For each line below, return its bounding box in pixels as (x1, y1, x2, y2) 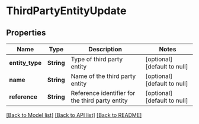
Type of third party (70, 55, 123, 63)
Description (88, 45, 123, 53)
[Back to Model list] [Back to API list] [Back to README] (6, 112, 142, 119)
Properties (6, 28, 46, 38)
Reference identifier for (70, 89, 136, 97)
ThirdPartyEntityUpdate (6, 4, 127, 18)
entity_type (9, 59, 42, 67)
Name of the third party (70, 72, 136, 80)
